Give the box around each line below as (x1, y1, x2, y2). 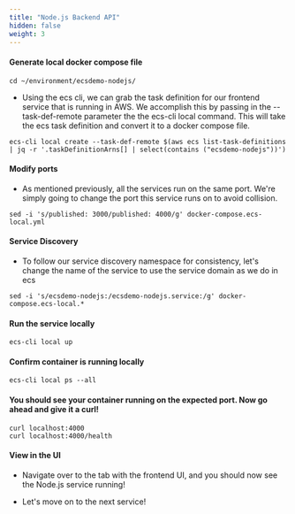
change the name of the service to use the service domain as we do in (21, 265, 278, 275)
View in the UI (9, 450, 62, 461)
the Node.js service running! (21, 479, 125, 489)
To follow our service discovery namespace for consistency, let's (21, 256, 259, 266)
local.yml (9, 218, 46, 226)
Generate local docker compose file (9, 57, 143, 67)
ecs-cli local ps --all (9, 376, 97, 385)
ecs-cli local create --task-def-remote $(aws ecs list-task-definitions (9, 137, 287, 146)
